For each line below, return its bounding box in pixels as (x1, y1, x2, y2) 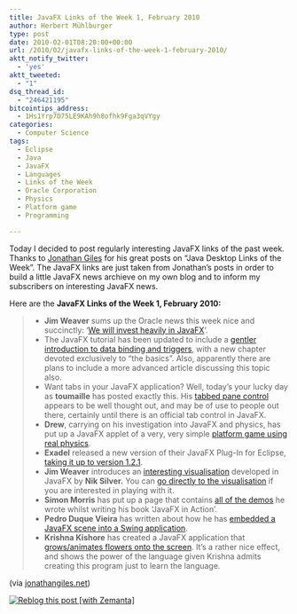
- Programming (17, 210, 69, 220)
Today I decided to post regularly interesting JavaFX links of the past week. (9, 243, 285, 254)
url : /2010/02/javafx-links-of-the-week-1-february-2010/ (9, 46, 228, 55)
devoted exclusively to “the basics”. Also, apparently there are (43, 352, 271, 364)
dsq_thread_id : (9, 87, 66, 96)
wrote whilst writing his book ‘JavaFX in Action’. (43, 503, 218, 515)
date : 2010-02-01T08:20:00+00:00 (9, 37, 133, 47)
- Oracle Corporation (17, 186, 98, 195)
